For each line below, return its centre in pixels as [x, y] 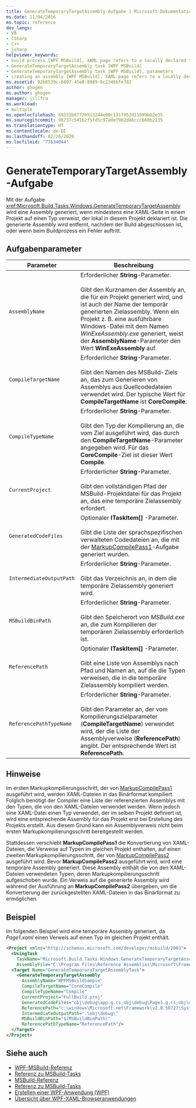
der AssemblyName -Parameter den [131, 341]
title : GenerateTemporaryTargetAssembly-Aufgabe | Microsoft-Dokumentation [100, 11]
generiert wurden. [105, 554]
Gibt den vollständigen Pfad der [124, 486]
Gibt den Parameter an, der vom [124, 709]
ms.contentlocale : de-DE [36, 131]
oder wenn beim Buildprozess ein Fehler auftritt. [64, 230]
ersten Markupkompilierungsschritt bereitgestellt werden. [75, 831]
